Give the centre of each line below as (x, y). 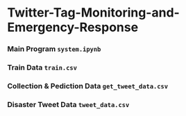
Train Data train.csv (42, 68)
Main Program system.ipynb (54, 49)
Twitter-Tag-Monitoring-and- (94, 13)
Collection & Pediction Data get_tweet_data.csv (88, 86)
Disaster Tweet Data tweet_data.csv (68, 104)
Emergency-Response (73, 27)
